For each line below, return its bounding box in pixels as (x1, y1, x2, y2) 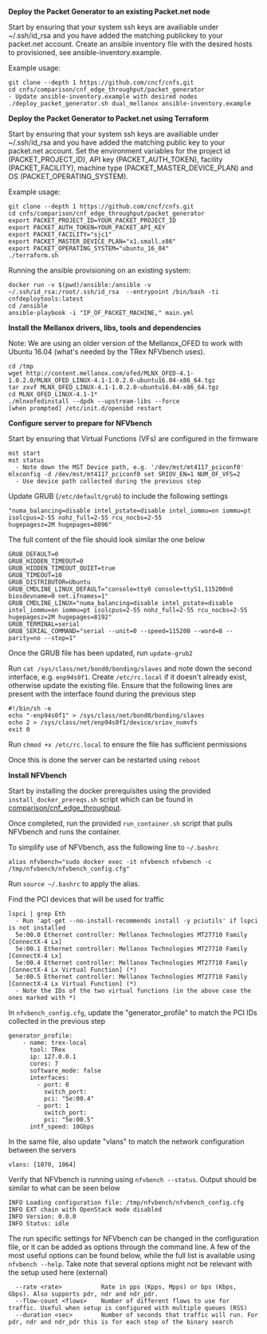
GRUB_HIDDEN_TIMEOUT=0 (8, 557, 84, 565)
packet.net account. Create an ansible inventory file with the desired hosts (8, 39, 253, 49)
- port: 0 (37, 1081, 69, 1089)
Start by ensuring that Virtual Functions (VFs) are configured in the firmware (8, 434, 259, 443)
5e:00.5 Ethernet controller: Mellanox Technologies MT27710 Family (15, 973, 248, 981)
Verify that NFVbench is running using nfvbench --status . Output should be (8, 1175, 257, 1184)
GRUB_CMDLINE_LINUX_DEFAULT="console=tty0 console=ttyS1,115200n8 (8, 585, 234, 593)
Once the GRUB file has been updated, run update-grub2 (8, 648, 193, 658)
